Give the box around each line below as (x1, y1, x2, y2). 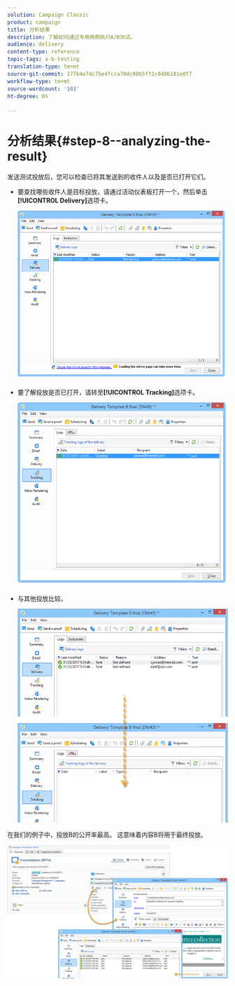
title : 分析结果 (7, 26, 50, 33)
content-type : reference (7, 48, 80, 55)
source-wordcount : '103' (7, 85, 80, 93)
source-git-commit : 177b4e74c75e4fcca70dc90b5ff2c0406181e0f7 (7, 70, 192, 77)
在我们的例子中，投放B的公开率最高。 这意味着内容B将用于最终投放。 (7, 830, 208, 839)
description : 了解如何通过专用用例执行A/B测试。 (7, 34, 136, 41)
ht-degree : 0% (7, 93, 49, 100)
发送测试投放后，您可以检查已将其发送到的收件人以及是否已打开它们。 (7, 172, 210, 182)
